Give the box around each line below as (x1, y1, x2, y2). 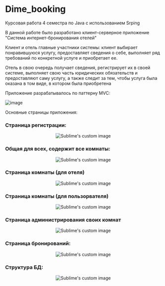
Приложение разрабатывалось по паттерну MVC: (5, 90, 110, 96)
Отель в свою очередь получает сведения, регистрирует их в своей (5, 65, 151, 71)
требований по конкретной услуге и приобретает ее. (5, 55, 118, 61)
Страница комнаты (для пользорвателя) (5, 193, 109, 200)
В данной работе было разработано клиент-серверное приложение (5, 29, 150, 35)
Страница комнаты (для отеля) (5, 169, 85, 176)
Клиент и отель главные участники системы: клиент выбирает (5, 44, 138, 50)
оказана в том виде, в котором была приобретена (5, 80, 111, 86)
